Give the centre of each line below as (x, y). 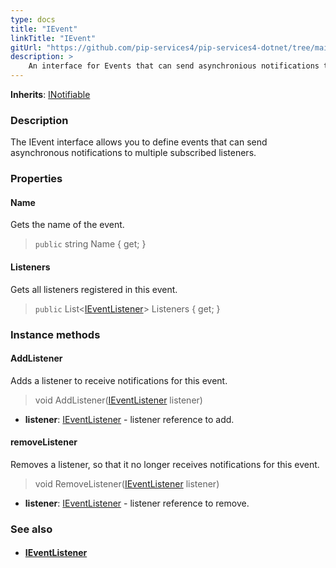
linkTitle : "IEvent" (53, 38)
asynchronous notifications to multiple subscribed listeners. (133, 153)
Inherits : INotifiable (50, 94)
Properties (36, 179)
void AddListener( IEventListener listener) (118, 400)
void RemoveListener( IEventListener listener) (127, 483)
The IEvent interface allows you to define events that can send (139, 142)
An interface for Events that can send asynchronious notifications (174, 66)
